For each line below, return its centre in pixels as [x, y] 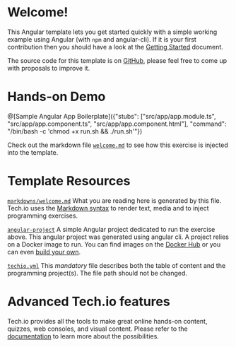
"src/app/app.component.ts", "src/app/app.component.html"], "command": [117, 124]
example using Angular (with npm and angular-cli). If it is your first [102, 39]
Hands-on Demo [57, 97]
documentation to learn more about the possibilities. [83, 336]
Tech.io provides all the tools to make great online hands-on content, [107, 321]
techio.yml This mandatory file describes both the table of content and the [117, 265]
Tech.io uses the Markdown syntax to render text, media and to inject [108, 208]
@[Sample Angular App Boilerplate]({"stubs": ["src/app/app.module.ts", [112, 116]
